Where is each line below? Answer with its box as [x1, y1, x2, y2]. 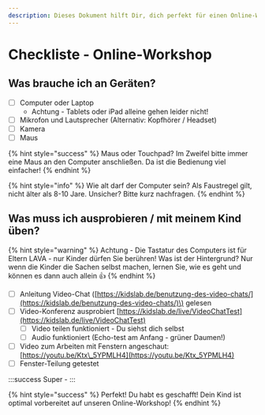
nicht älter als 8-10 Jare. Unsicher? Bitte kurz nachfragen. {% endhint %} [8, 189, 246, 198]
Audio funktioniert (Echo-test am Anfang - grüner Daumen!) [31, 332, 226, 342]
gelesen [185, 297, 211, 308]
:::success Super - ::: [8, 375, 77, 384]
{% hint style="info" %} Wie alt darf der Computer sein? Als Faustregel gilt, [8, 181, 252, 190]
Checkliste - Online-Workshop [8, 45, 212, 63]
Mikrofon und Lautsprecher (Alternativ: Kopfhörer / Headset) [19, 115, 217, 125]
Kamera [19, 124, 46, 133]
